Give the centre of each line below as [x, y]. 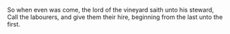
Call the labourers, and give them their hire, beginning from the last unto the [115, 17]
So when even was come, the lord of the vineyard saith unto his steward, [111, 10]
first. [14, 24]
